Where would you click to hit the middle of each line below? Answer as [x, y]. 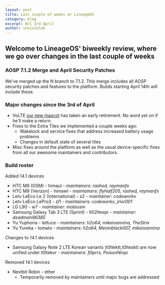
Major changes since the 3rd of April [50, 104]
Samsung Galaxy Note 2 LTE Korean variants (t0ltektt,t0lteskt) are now [84, 247]
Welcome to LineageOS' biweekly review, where [81, 48]
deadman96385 [29, 217]
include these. [20, 92]
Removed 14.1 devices [27, 262]
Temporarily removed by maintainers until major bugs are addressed [89, 277]
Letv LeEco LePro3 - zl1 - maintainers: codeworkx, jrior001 [72, 201]
